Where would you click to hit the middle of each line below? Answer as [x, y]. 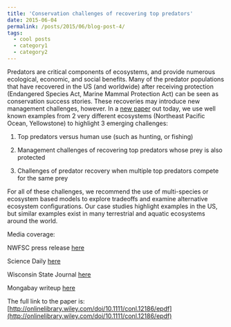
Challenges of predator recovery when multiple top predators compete [118, 171]
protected [31, 157]
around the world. [33, 221]
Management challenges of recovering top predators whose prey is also [120, 150]
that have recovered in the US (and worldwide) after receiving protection [111, 86]
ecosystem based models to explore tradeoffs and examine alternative [108, 198]
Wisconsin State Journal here [49, 274]
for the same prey [43, 178]
